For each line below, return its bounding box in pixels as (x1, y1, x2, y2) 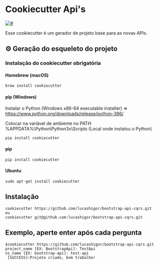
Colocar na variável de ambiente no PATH (5, 120, 92, 126)
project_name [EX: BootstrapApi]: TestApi (5, 246, 96, 251)
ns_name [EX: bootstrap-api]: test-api (5, 250, 89, 255)
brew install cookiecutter (5, 83, 62, 89)
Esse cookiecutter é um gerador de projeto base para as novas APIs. (5, 30, 147, 36)
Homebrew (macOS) (5, 72, 49, 78)
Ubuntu (5, 168, 22, 174)
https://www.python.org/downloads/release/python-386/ (5, 110, 124, 116)
